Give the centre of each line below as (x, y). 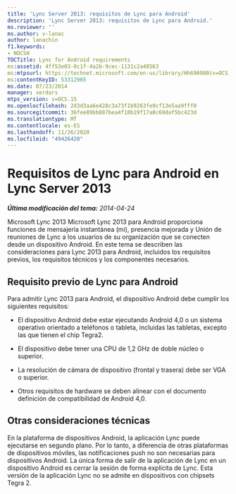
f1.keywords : (26, 47)
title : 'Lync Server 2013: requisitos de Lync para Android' (99, 14)
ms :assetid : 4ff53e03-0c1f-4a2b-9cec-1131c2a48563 (83, 66)
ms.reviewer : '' (31, 27)
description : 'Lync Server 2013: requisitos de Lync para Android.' (110, 20)
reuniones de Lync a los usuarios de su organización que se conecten (108, 237)
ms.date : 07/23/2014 (38, 86)
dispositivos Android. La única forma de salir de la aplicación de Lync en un (117, 460)
